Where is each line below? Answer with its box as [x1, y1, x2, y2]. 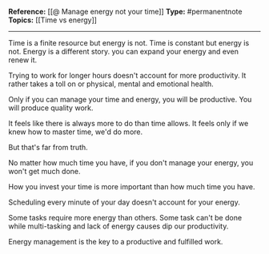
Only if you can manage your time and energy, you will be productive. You [8, 95, 252, 104]
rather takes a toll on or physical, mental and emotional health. [8, 79, 214, 89]
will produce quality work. [8, 103, 94, 113]
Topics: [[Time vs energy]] [8, 15, 98, 25]
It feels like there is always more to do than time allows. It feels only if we [8, 119, 249, 128]
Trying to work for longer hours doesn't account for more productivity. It [8, 71, 247, 80]
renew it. [8, 55, 38, 65]
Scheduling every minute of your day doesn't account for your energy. [8, 197, 240, 207]
